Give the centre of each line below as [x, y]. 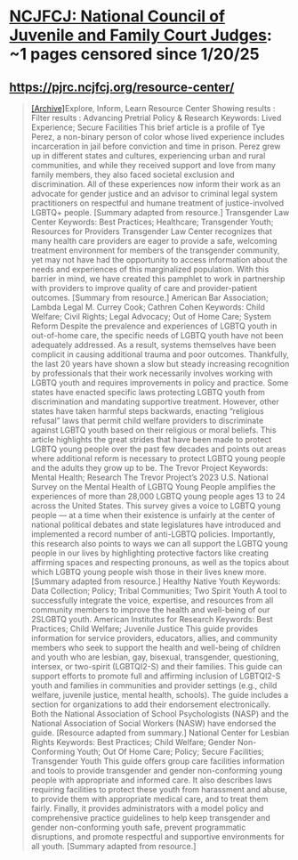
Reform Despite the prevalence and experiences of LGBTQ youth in [154, 326]
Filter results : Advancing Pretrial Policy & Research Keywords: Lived [156, 118]
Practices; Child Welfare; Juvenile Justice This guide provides [145, 629]
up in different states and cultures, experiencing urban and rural [148, 156]
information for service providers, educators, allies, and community [154, 638]
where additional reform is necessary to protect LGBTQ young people [158, 458]
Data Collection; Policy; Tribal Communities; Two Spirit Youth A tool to [159, 591]
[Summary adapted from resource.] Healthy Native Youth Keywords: [156, 581]
